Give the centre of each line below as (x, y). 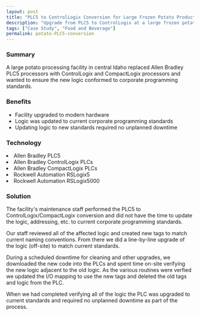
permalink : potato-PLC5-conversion (50, 34)
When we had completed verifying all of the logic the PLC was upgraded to (98, 294)
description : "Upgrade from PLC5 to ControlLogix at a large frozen (93, 23)
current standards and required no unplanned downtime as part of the (92, 301)
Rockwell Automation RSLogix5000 (57, 181)
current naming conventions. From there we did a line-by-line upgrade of (96, 240)
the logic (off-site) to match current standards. (63, 246)
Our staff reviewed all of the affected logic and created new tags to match (97, 233)
